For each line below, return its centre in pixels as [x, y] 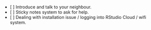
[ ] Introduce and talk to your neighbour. [51, 7]
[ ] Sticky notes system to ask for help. [49, 12]
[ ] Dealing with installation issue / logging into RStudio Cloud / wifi [78, 17]
